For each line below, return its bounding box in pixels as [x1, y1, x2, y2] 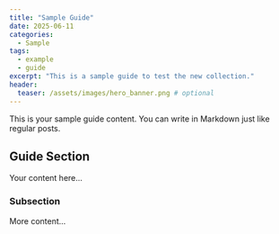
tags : [9, 47, 30, 56]
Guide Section [9, 148, 91, 164]
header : [9, 80, 39, 89]
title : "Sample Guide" [9, 13, 94, 22]
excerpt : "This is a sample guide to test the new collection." [9, 72, 255, 81]
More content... [9, 215, 66, 226]
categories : [9, 30, 54, 39]
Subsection [9, 195, 61, 208]
